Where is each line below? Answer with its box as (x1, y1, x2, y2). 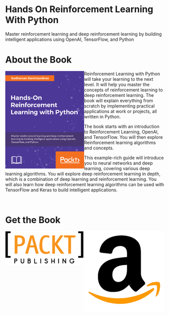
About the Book (5, 54, 72, 66)
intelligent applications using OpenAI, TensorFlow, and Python (5, 36, 134, 42)
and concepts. (84, 145, 114, 151)
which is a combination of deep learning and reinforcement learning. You (5, 176, 157, 182)
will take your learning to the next (84, 76, 153, 82)
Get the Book (5, 215, 61, 226)
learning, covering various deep (84, 165, 150, 171)
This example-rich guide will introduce (84, 154, 164, 161)
